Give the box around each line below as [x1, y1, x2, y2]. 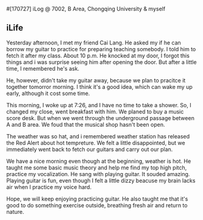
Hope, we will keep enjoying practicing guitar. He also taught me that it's [6, 195, 188, 202]
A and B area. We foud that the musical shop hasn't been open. [6, 121, 165, 128]
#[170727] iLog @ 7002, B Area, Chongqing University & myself [6, 5, 166, 12]
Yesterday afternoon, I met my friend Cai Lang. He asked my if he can [6, 39, 181, 46]
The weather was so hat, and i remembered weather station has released [6, 132, 190, 140]
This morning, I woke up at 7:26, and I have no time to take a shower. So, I [6, 101, 191, 108]
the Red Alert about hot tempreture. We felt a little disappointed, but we [6, 139, 185, 146]
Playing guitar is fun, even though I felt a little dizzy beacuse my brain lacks [6, 177, 196, 184]
